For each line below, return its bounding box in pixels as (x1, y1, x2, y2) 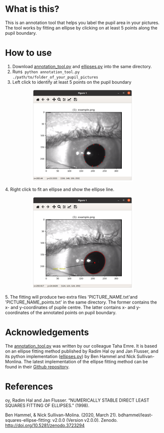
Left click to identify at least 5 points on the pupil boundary (12, 79, 132, 85)
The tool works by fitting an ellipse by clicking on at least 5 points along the (5, 25, 158, 30)
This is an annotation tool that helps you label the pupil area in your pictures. (5, 20, 160, 25)
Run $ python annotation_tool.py (12, 69, 80, 75)
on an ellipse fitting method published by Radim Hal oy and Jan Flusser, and (5, 348, 159, 354)
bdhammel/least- (118, 412, 153, 418)
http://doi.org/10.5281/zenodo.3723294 (5, 422, 85, 428)
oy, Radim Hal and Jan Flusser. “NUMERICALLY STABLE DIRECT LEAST (5, 397, 150, 403)
